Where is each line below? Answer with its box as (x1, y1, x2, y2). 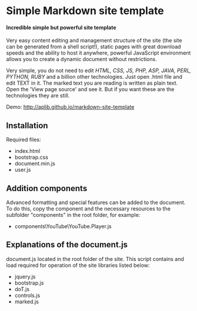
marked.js (14, 298, 39, 305)
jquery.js (14, 273, 36, 280)
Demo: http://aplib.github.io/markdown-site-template (6, 103, 135, 111)
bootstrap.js (14, 279, 44, 286)
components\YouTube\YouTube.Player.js (14, 223, 112, 230)
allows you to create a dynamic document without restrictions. (6, 56, 157, 63)
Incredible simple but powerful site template (6, 24, 116, 31)
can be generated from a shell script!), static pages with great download (6, 43, 181, 51)
